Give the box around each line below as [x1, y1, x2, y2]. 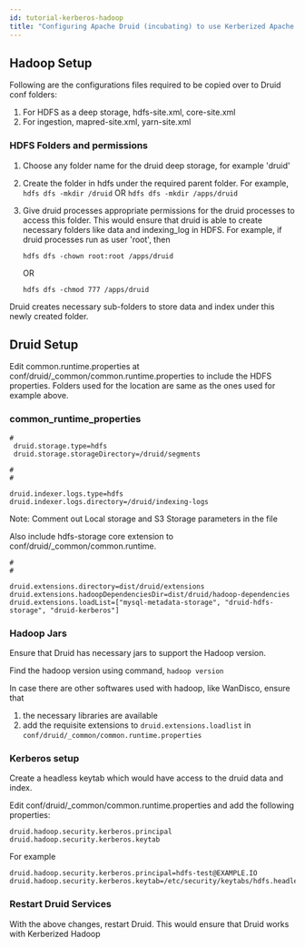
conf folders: [9, 89, 57, 100]
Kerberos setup [9, 751, 80, 764]
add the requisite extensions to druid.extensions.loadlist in [22, 720, 251, 731]
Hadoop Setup [9, 55, 93, 71]
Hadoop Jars [9, 627, 68, 640]
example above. [9, 390, 70, 401]
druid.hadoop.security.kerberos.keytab [9, 835, 161, 844]
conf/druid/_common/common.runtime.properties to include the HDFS [9, 370, 272, 382]
